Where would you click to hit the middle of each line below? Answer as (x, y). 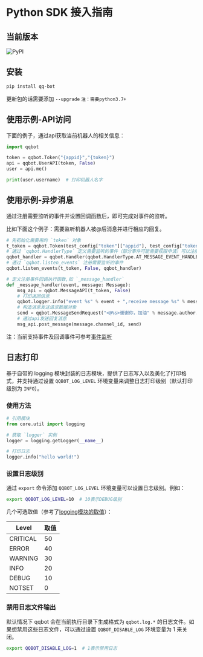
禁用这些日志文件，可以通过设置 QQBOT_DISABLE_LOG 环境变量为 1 (96, 629)
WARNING (24, 558)
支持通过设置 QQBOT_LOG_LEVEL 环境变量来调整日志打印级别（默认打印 (108, 381)
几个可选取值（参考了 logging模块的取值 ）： (60, 512)
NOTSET (22, 588)
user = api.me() (27, 169)
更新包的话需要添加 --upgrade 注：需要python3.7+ (66, 99)
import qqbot (23, 147)
